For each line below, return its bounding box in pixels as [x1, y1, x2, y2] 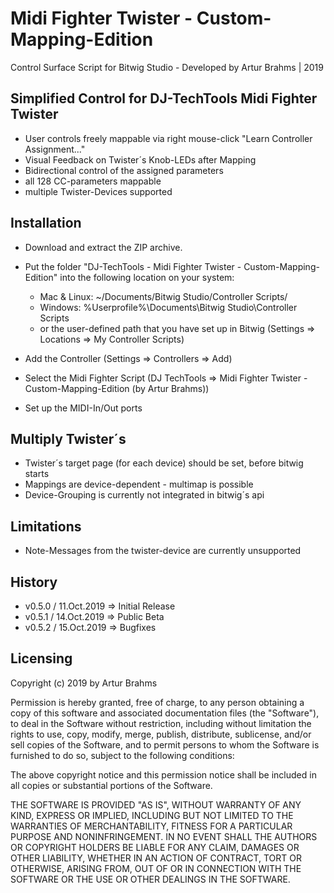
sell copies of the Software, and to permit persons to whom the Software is [10, 738, 320, 751]
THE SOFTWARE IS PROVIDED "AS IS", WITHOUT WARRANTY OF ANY [10, 798, 302, 811]
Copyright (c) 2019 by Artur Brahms [10, 677, 158, 689]
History [10, 573, 58, 591]
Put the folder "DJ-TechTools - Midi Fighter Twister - [24, 260, 242, 272]
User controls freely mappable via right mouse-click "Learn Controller [24, 132, 313, 144]
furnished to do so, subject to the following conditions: [10, 749, 235, 761]
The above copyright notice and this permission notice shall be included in [10, 768, 317, 781]
